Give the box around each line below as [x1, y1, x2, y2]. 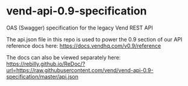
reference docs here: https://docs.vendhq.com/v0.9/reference [6, 42, 161, 49]
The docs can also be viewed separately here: [6, 54, 121, 61]
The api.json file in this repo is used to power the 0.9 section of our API [6, 35, 183, 43]
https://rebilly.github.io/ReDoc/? [6, 60, 86, 67]
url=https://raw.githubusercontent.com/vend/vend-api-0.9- [6, 66, 154, 73]
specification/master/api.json [6, 73, 79, 80]
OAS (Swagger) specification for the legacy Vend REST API [6, 24, 153, 31]
